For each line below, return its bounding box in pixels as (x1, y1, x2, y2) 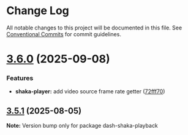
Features (6, 74, 34, 83)
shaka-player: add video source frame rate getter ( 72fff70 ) (15, 88, 165, 95)
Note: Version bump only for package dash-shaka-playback (6, 122, 158, 129)
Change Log (6, 4, 69, 18)
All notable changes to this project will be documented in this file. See (6, 24, 182, 31)
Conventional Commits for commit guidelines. (6, 30, 121, 37)
